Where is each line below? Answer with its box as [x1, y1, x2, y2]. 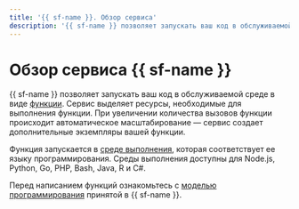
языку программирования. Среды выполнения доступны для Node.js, [9, 153, 276, 165]
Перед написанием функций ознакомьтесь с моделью [9, 180, 217, 191]
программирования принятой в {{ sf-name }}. [9, 189, 182, 200]
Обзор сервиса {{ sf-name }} [9, 60, 232, 80]
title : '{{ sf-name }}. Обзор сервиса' [9, 12, 158, 22]
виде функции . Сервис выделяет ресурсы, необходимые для [9, 99, 242, 109]
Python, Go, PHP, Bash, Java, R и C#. [9, 163, 147, 173]
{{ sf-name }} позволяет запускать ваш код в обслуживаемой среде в [9, 89, 276, 100]
